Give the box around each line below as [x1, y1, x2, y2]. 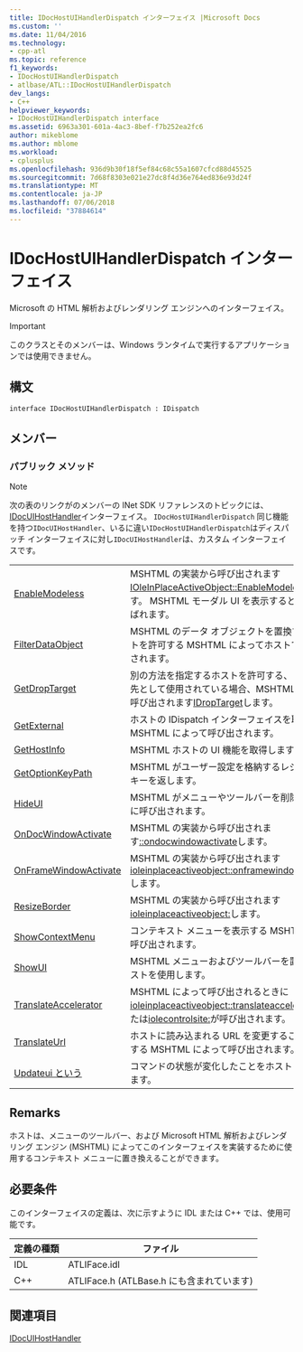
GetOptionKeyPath [14, 767, 93, 780]
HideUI [14, 797, 43, 810]
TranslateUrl [14, 1036, 66, 1048]
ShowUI [14, 962, 48, 974]
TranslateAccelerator [14, 999, 103, 1011]
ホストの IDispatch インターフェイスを [130, 713, 291, 726]
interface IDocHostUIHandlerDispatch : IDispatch [9, 404, 200, 413]
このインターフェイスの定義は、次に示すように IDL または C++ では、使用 [9, 1207, 284, 1218]
